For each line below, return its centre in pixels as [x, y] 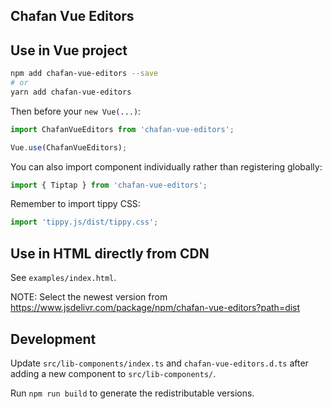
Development [53, 339]
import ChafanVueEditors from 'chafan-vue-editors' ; [122, 129]
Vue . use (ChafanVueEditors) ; [69, 147]
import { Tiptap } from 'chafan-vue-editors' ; [109, 185]
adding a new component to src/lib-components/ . [113, 373]
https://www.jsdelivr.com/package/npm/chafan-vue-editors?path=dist [155, 308]
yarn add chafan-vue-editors [71, 92]
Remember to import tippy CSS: [75, 204]
